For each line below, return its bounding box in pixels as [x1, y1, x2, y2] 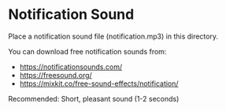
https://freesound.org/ [19, 70, 92, 80]
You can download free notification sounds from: [8, 46, 167, 56]
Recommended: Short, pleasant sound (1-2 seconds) [8, 94, 180, 103]
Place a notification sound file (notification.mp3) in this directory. [8, 31, 219, 41]
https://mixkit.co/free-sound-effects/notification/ [19, 79, 179, 88]
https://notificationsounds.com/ [19, 61, 123, 72]
